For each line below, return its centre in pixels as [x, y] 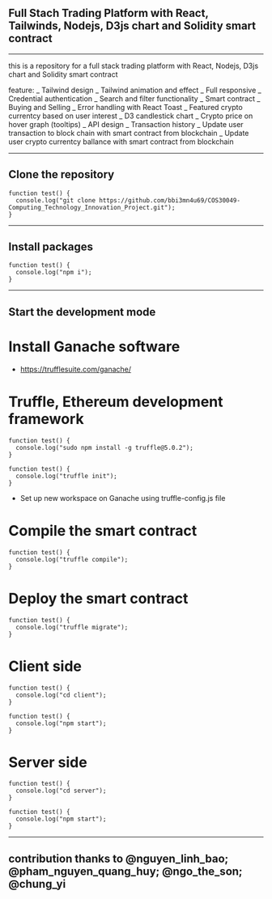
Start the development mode [82, 312]
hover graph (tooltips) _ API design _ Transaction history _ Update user [126, 124]
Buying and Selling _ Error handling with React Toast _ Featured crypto [125, 107]
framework [46, 419]
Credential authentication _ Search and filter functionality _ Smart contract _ [134, 98]
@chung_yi [37, 884]
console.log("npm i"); [54, 273]
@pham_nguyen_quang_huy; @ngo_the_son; [125, 871]
